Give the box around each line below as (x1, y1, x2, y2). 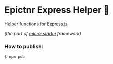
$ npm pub (4, 54, 25, 59)
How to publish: (4, 43, 44, 50)
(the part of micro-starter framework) (4, 30, 81, 36)
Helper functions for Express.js (4, 21, 68, 27)
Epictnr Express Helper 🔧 (4, 4, 110, 16)
